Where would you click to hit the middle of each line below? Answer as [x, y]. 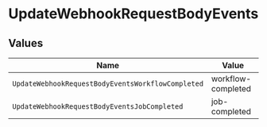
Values [26, 43]
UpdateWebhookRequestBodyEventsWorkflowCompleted [108, 84]
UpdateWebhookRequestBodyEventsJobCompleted [98, 107]
